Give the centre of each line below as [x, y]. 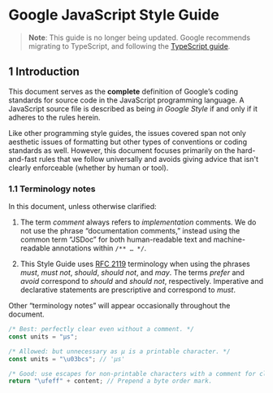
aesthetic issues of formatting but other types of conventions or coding [128, 142]
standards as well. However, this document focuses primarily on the [122, 150]
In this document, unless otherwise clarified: [82, 207]
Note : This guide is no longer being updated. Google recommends [139, 37]
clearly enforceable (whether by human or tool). [89, 168]
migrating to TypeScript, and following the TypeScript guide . [129, 46]
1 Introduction [44, 72]
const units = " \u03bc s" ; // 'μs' [67, 359]
